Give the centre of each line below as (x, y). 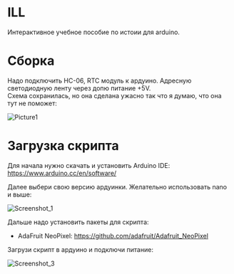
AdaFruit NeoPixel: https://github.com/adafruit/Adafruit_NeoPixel (113, 236)
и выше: (20, 194)
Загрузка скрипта (63, 146)
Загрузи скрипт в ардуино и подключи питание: (80, 249)
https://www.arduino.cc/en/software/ (62, 173)
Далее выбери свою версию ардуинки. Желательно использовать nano (117, 186)
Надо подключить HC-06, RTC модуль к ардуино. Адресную (100, 80)
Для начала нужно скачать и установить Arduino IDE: (89, 165)
